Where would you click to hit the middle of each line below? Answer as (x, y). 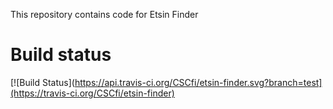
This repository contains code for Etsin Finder (104, 14)
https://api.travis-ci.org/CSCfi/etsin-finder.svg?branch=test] (198, 82)
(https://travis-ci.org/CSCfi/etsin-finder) (92, 93)
